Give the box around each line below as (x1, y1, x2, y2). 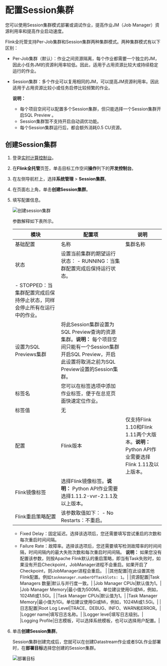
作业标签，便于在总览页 (61, 390, 116, 397)
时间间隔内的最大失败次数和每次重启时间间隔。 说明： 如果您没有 (28, 549, 162, 555)
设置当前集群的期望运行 (61, 250, 116, 257)
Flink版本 (61, 442, 82, 449)
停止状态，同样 (19, 296, 55, 303)
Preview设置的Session (61, 366, 113, 373)
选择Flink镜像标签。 (61, 477, 107, 484)
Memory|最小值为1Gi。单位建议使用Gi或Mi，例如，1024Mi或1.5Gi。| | (19, 599, 162, 605)
